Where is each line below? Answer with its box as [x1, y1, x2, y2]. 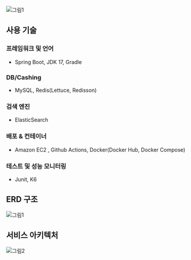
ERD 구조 [6, 194, 38, 204]
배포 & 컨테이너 [6, 132, 47, 140]
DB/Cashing [6, 73, 41, 81]
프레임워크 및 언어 [6, 44, 54, 53]
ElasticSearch [14, 116, 48, 124]
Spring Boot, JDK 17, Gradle [14, 58, 82, 65]
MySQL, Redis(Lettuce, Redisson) [14, 86, 97, 94]
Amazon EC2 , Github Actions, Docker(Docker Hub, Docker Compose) [14, 146, 186, 153]
